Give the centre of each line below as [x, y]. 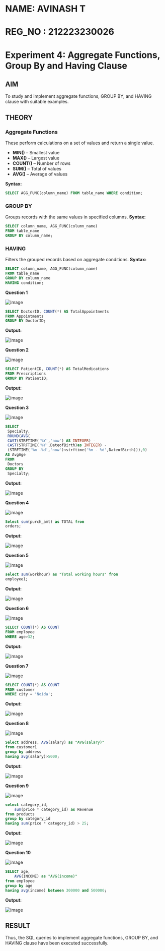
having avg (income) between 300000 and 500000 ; [56, 890]
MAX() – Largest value [36, 158]
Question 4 [17, 503]
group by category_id [28, 819]
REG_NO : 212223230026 [60, 32]
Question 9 [17, 786]
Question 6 [17, 609]
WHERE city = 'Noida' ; [29, 694]
